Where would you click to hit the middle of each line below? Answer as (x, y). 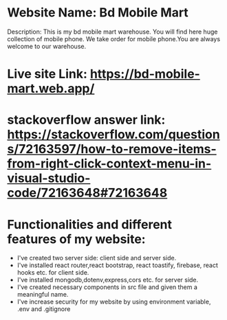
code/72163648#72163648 (87, 193)
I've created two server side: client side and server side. (97, 258)
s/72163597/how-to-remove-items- (112, 149)
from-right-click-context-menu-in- (109, 164)
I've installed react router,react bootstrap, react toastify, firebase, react (118, 265)
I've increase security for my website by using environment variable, (114, 302)
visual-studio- (49, 178)
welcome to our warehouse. (47, 46)
